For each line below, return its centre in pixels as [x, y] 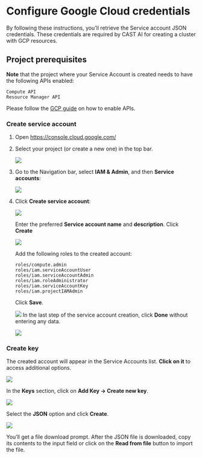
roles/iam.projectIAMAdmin [49, 291]
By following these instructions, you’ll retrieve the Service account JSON [96, 28]
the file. [16, 450]
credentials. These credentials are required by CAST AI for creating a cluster [101, 34]
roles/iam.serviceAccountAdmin [54, 276]
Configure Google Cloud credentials [98, 11]
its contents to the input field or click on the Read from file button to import [99, 443]
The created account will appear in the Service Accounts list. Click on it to [99, 361]
